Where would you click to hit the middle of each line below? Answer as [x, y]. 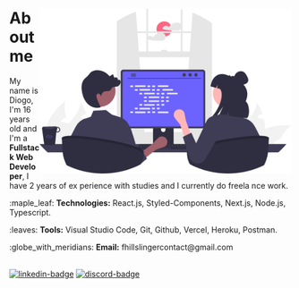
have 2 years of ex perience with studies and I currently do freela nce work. [149, 185]
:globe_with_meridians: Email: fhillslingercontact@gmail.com [121, 247]
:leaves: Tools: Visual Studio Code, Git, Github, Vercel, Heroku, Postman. [143, 229]
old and [23, 128]
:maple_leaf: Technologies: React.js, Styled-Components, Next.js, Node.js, [148, 203]
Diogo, [21, 100]
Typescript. [30, 212]
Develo [23, 166]
